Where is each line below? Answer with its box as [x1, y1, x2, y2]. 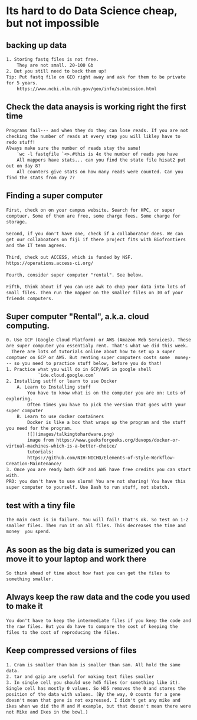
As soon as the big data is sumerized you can [6, 544, 176, 555]
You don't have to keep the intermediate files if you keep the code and [6, 617, 192, 623]
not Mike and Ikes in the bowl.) [6, 709, 88, 715]
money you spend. [6, 529, 51, 535]
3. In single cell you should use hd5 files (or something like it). [6, 679, 181, 685]
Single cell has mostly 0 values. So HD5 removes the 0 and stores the [6, 685, 186, 691]
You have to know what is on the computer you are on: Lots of [27, 390, 186, 396]
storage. [6, 219, 28, 225]
